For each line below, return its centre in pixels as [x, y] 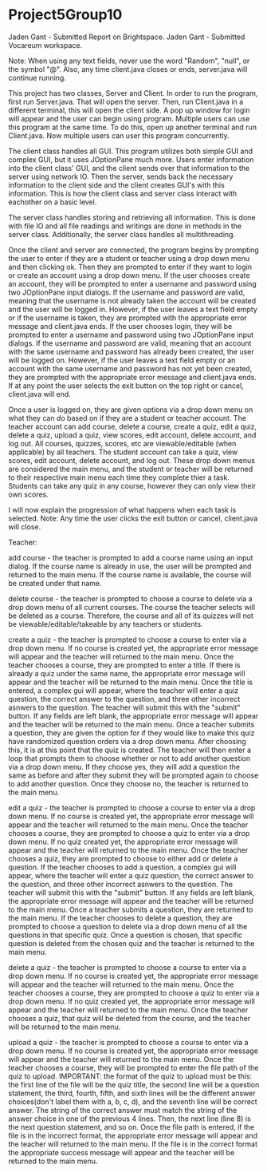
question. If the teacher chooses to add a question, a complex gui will [122, 867]
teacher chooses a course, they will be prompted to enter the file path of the [133, 1067]
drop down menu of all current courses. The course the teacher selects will [132, 607]
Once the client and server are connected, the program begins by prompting [133, 250]
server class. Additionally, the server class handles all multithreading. [122, 234]
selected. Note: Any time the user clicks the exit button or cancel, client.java [133, 518]
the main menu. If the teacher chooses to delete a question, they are [120, 918]
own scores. [29, 494]
